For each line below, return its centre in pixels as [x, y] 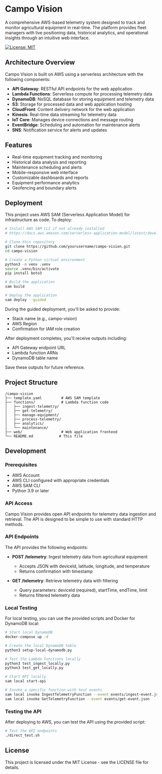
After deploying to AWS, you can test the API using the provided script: [75, 722]
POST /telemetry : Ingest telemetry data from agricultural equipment [80, 557]
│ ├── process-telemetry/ [33, 419]
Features [19, 145]
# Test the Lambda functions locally [43, 659]
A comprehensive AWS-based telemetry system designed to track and [75, 22]
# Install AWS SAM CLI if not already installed [55, 229]
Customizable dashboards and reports [50, 177]
